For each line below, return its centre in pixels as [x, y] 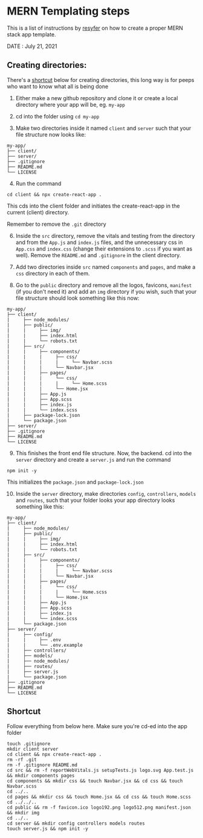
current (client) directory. [38, 212]
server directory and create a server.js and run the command [93, 459]
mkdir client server [33, 749]
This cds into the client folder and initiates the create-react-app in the [93, 206]
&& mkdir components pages [41, 775]
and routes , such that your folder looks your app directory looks [95, 500]
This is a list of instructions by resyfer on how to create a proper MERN [95, 28]
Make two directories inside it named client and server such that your [103, 128]
